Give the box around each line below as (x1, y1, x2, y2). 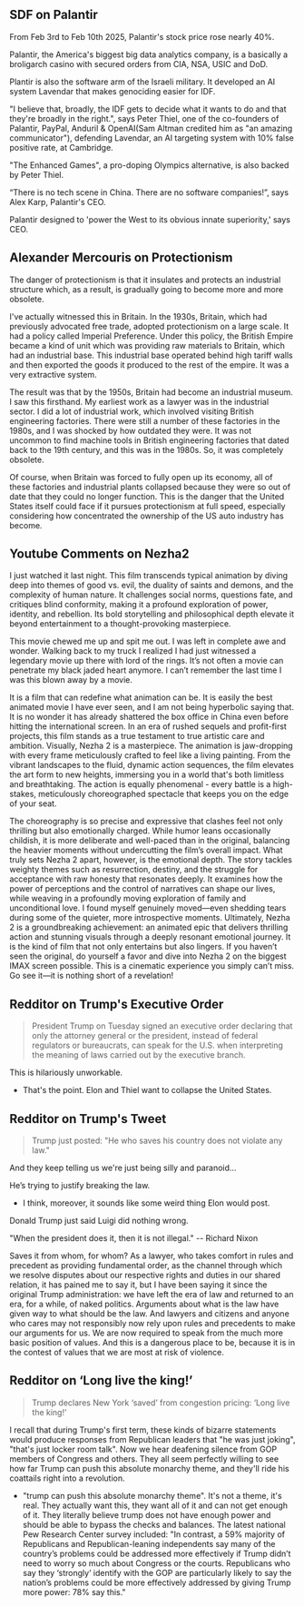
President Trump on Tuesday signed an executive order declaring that (31, 1020, 293, 1031)
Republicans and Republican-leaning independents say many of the (22, 1538, 276, 1549)
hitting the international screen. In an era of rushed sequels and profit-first (9, 721, 288, 732)
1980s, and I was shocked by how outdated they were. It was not (9, 425, 252, 436)
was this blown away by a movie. (9, 675, 133, 685)
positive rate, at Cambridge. (9, 142, 113, 153)
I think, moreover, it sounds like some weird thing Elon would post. (22, 1197, 270, 1208)
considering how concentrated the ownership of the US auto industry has (9, 510, 284, 521)
